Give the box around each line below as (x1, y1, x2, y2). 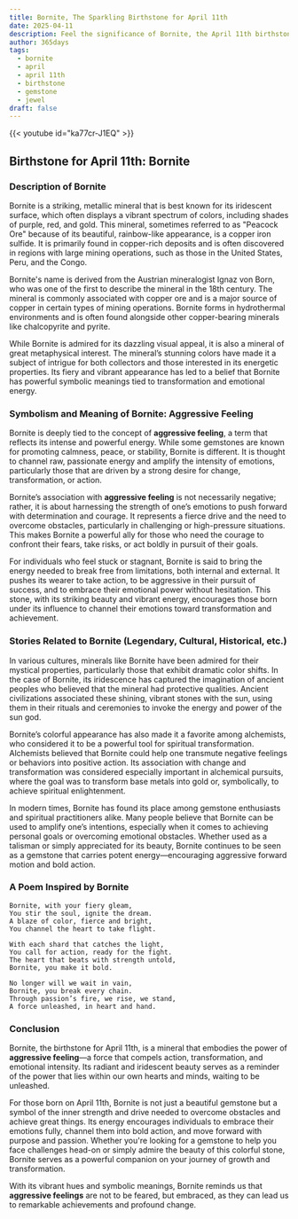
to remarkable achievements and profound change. (9, 1199, 197, 1210)
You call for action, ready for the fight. (9, 948, 173, 957)
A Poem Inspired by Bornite (9, 881, 129, 894)
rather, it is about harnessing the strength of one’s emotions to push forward (9, 502, 287, 512)
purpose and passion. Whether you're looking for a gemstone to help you (9, 1136, 278, 1146)
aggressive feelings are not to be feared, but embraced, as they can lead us (9, 1190, 289, 1201)
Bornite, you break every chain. (9, 986, 133, 996)
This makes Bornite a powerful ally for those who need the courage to (9, 529, 264, 541)
